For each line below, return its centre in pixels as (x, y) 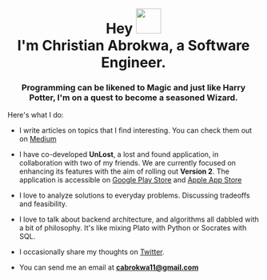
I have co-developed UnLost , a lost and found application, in (119, 154)
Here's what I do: (36, 115)
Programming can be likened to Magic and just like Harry (133, 88)
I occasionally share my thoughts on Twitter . (92, 252)
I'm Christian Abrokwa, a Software (133, 46)
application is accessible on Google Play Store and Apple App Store (130, 180)
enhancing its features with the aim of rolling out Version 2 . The (124, 171)
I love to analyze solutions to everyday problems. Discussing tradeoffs (134, 195)
